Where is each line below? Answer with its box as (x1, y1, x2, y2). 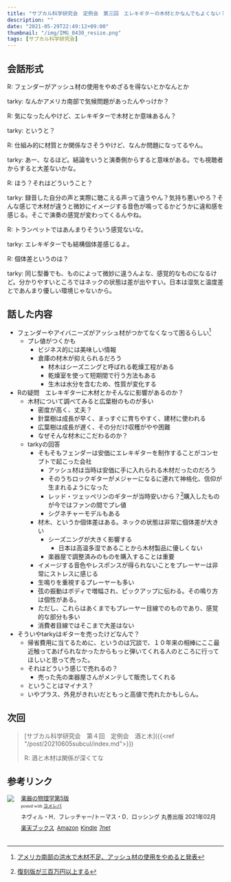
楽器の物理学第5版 (21, 794, 69, 802)
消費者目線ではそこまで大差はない (37, 621, 135, 630)
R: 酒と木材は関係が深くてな (23, 753, 104, 762)
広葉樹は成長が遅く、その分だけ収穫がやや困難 (37, 423, 170, 431)
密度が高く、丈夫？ (37, 406, 93, 414)
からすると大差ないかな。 (7, 164, 80, 172)
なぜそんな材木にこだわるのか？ (37, 432, 129, 440)
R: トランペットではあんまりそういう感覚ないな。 (7, 225, 147, 233)
